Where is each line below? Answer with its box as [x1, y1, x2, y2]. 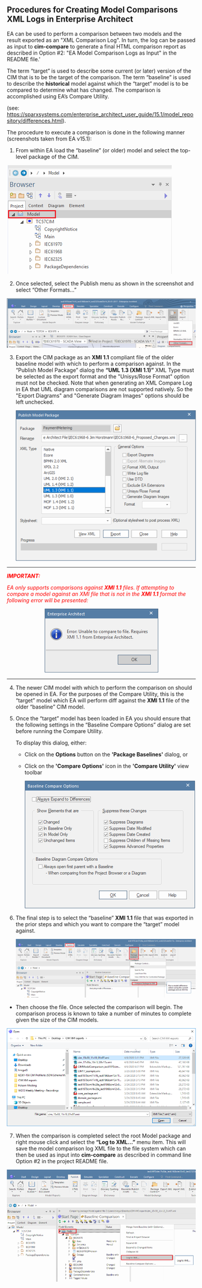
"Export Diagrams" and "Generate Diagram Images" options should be [15, 392, 189, 400]
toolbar [24, 768, 43, 776]
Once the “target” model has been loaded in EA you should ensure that [15, 714, 191, 722]
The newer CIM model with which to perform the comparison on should [15, 684, 192, 691]
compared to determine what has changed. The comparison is [7, 86, 161, 94]
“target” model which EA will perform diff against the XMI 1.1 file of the [15, 696, 189, 704]
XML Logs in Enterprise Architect [7, 14, 134, 25]
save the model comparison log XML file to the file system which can [15, 1145, 186, 1152]
